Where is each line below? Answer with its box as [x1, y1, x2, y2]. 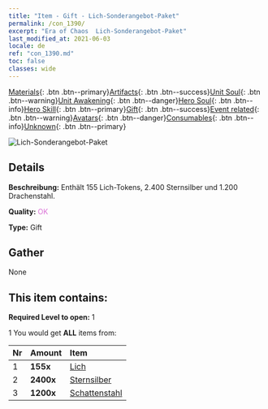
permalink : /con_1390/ [8, 19, 85, 28]
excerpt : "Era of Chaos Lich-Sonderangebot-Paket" [8, 27, 187, 35]
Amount [29, 347, 63, 359]
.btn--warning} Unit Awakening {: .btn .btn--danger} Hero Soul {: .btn [8, 95, 232, 105]
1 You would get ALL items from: [8, 328, 117, 338]
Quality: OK [8, 206, 49, 216]
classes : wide [8, 65, 57, 73]
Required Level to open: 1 [8, 312, 95, 322]
